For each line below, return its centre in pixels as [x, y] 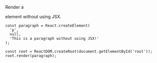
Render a [14, 7]
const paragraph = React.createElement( [48, 26]
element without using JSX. [33, 16]
